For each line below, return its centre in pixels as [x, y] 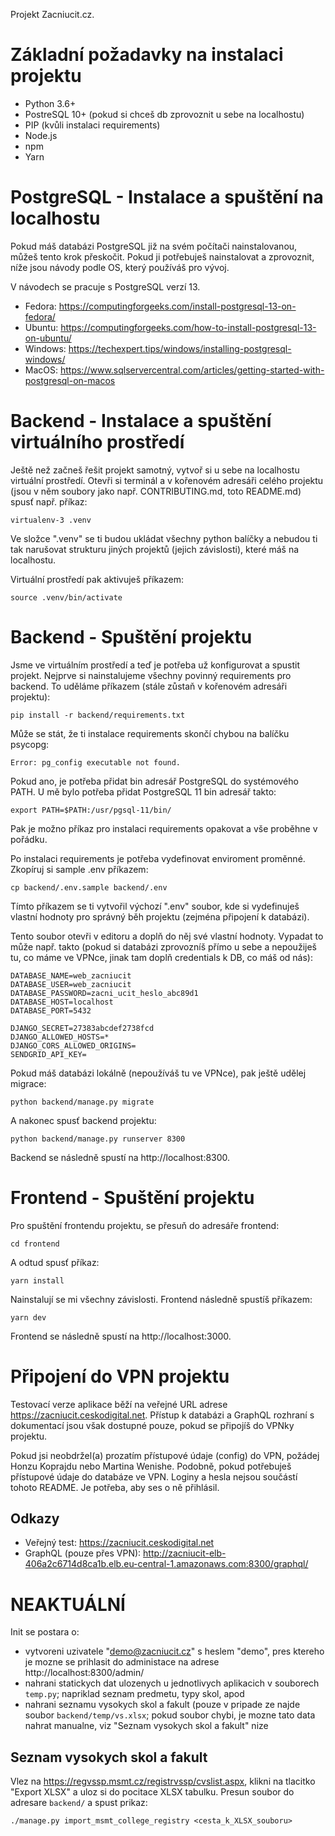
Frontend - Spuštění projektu [132, 1197]
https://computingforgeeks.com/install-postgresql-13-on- [177, 306]
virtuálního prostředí [97, 442]
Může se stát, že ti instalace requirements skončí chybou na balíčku [150, 733]
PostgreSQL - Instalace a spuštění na [167, 197]
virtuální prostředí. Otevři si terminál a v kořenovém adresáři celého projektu [167, 480]
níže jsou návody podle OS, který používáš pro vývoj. [120, 267]
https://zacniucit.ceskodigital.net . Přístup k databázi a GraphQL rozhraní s [162, 1415]
